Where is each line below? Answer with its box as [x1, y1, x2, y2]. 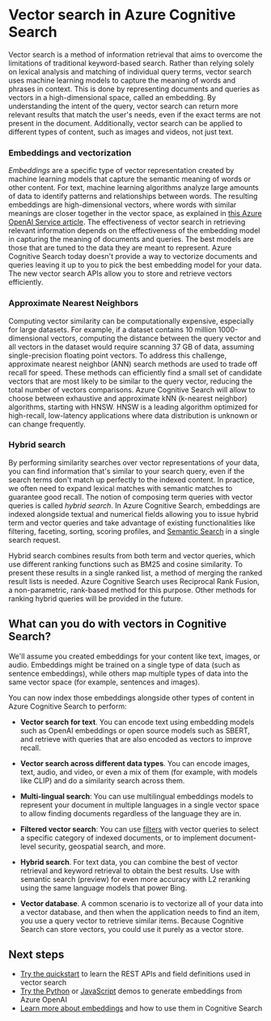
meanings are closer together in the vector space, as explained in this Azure [8, 209, 262, 218]
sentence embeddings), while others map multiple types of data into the [8, 668, 248, 678]
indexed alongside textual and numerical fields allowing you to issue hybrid [8, 509, 259, 519]
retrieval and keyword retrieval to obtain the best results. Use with [19, 866, 240, 875]
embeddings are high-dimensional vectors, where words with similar [8, 200, 237, 210]
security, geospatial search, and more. [37, 841, 166, 851]
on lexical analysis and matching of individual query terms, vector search [8, 66, 252, 76]
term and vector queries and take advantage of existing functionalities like [8, 518, 256, 527]
